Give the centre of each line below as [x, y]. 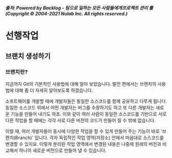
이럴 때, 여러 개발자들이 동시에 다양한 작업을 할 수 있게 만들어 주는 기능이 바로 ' [84, 131]
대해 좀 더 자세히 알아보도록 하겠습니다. [54, 91]
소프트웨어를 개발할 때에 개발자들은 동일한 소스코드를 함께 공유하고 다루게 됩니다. [86, 101]
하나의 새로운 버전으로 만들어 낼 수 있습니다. [63, 150]
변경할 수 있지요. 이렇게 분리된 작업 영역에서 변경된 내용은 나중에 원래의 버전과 [83, 144]
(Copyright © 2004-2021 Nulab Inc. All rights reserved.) [66, 13]
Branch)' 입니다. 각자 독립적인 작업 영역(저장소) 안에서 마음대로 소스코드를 [90, 138]
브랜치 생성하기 [28, 56]
